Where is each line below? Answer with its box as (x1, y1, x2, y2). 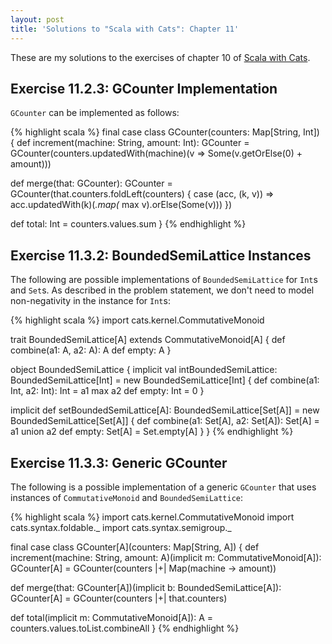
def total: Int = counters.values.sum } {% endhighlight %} (10, 218, 247, 230)
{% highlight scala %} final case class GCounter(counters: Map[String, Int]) (10, 126, 320, 138)
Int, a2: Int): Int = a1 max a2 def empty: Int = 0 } (10, 385, 205, 397)
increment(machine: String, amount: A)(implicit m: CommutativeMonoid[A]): (10, 551, 322, 563)
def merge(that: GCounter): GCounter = (10, 177, 173, 190)
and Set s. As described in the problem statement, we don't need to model (10, 284, 315, 296)
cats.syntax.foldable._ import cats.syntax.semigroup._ (10, 521, 232, 533)
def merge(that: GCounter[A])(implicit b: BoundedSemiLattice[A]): (10, 581, 282, 593)
